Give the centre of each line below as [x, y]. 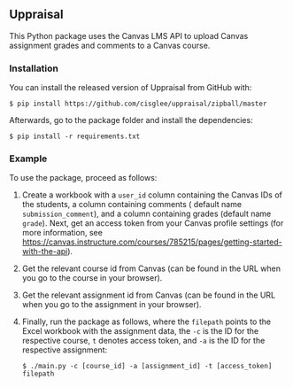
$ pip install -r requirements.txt [75, 136]
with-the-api [45, 252]
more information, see [62, 233]
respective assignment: [65, 350]
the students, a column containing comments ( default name [131, 205]
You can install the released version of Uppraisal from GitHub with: [131, 88]
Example [28, 159]
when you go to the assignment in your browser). [112, 305]
